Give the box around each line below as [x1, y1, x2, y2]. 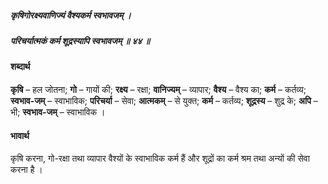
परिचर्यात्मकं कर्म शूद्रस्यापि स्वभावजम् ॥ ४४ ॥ [10, 34, 151, 46]
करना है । [10, 164, 43, 176]
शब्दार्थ [10, 61, 31, 73]
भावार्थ [10, 129, 30, 141]
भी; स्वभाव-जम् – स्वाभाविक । [10, 106, 106, 118]
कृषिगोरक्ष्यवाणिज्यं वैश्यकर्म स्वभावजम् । [10, 9, 132, 21]
